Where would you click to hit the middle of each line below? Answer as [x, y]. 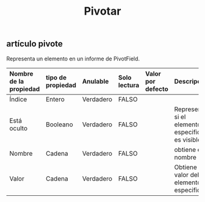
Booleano [59, 124]
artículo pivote [34, 44]
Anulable [95, 81]
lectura [129, 85]
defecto [157, 88]
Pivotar [103, 11]
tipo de [56, 78]
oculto [18, 128]
